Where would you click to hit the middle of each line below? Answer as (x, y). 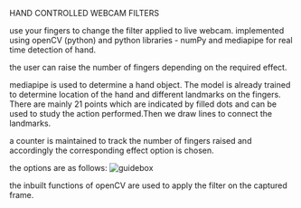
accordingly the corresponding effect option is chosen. (112, 150)
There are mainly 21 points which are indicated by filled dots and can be (143, 104)
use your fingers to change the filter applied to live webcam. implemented (147, 30)
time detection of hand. (53, 50)
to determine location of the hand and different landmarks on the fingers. (146, 95)
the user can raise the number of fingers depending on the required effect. (148, 67)
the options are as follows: (59, 168)
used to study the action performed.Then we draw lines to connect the (141, 113)
